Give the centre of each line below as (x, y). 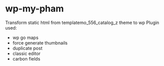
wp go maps (25, 37)
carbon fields (26, 58)
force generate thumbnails (40, 42)
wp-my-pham (35, 9)
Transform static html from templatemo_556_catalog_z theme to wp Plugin (82, 22)
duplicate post (28, 48)
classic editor (26, 53)
